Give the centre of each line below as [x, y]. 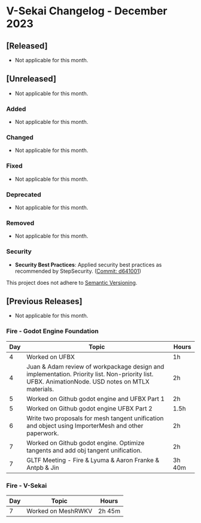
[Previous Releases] [44, 301]
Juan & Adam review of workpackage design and [95, 366]
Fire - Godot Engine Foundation [52, 332]
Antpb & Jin [43, 467]
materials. [40, 389]
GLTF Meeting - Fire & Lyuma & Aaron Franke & [93, 460]
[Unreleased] [31, 79]
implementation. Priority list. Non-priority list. [90, 374]
